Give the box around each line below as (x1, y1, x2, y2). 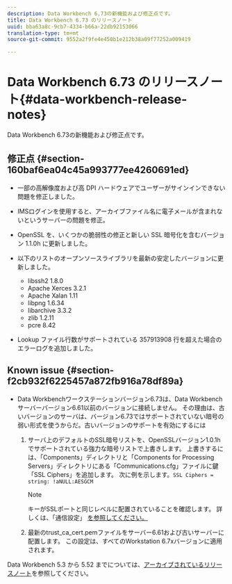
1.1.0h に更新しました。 (25, 239, 92, 248)
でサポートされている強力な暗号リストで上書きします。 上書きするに (27, 444, 224, 453)
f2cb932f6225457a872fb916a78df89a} (7, 375, 184, 387)
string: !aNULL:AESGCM (27, 478, 94, 485)
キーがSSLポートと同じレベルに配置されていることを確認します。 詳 (27, 505, 223, 513)
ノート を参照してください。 (13, 569, 92, 577)
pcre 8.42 (27, 321, 56, 329)
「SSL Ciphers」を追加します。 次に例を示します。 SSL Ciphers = (27, 470, 214, 478)
